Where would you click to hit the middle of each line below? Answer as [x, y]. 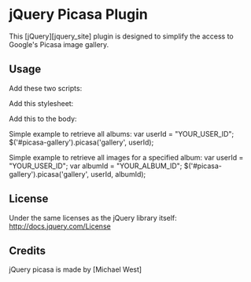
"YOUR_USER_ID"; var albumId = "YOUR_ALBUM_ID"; [96, 166]
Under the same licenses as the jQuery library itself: [93, 218]
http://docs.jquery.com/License [60, 226]
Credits [28, 250]
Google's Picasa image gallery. [59, 44]
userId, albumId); [118, 174]
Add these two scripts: [46, 88]
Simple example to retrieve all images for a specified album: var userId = [126, 157]
